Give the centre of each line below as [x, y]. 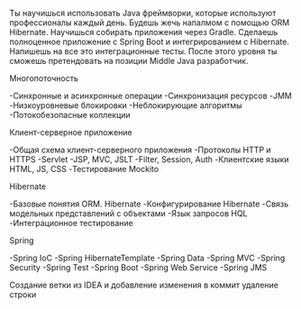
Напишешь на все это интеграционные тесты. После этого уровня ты [143, 51]
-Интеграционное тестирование [71, 223]
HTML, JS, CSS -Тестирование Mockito [84, 169]
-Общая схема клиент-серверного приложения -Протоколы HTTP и [141, 150]
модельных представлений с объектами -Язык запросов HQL [128, 214]
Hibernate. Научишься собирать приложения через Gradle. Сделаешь [144, 32]
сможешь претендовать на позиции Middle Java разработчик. [129, 61]
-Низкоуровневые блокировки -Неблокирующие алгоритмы [126, 105]
